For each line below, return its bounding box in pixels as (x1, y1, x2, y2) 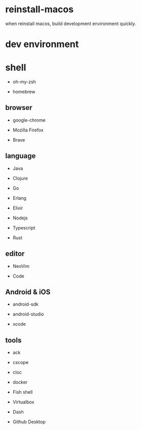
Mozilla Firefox (12, 127, 44, 133)
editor (5, 250, 25, 258)
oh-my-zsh (12, 79, 37, 85)
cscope (12, 359, 29, 366)
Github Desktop (12, 419, 46, 425)
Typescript (12, 224, 36, 231)
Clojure (12, 175, 28, 181)
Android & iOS (5, 287, 51, 296)
